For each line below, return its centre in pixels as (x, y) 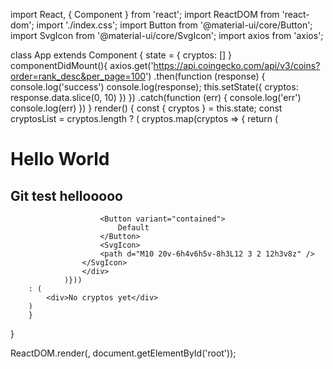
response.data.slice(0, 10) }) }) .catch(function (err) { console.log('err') (156, 97)
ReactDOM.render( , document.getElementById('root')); (123, 353)
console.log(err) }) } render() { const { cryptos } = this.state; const (146, 108)
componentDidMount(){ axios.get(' (82, 65)
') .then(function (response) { (205, 76)
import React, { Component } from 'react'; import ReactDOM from (145, 14)
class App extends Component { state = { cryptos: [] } (121, 55)
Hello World (60, 159)
